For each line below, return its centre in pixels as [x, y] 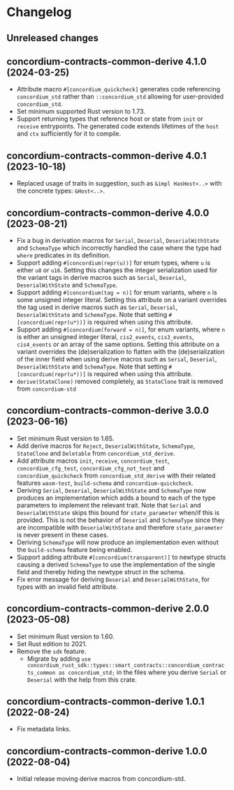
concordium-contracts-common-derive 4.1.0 [107, 61]
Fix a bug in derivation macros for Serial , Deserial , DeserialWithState [118, 241]
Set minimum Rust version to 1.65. [65, 438]
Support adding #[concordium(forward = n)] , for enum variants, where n [120, 329]
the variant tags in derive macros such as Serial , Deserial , [101, 278]
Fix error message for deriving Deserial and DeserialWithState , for [113, 579]
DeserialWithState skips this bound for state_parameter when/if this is [118, 512]
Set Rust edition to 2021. [52, 643]
